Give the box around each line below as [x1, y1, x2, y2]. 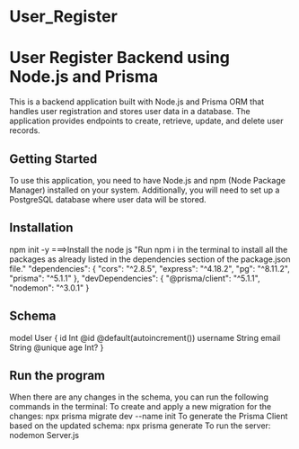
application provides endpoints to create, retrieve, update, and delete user [9, 115, 284, 127]
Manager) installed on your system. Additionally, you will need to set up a [9, 184, 280, 195]
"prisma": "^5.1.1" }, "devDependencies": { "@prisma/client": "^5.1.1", [9, 273, 260, 283]
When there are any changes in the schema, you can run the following [9, 391, 269, 402]
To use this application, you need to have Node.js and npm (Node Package [9, 175, 286, 185]
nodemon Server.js [9, 430, 79, 441]
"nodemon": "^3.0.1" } [9, 282, 90, 293]
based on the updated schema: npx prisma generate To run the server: [9, 420, 271, 431]
